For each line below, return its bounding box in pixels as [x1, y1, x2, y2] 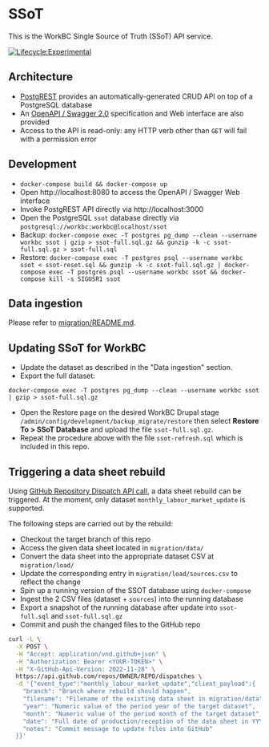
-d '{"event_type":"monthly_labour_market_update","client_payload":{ [15, 680, 256, 688]
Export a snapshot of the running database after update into [19, 603, 218, 612]
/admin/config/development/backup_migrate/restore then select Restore [19, 416, 259, 426]
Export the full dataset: [19, 371, 96, 381]
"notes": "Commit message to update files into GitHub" [22, 725, 214, 733]
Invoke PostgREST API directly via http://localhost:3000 [19, 204, 204, 213]
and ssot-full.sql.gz [50, 611, 123, 620]
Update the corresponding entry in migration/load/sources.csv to [19, 569, 239, 578]
